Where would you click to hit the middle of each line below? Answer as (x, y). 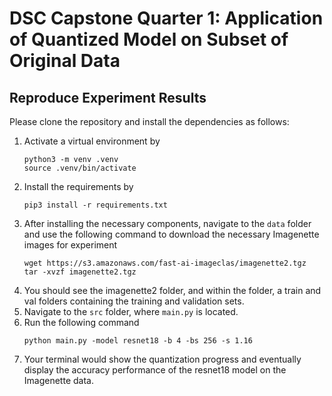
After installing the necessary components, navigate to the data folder (167, 223)
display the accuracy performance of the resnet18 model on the (155, 370)
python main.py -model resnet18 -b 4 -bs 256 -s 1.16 (138, 341)
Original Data (65, 61)
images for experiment (70, 245)
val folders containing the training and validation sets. (134, 301)
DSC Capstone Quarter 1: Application (166, 18)
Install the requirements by (78, 186)
